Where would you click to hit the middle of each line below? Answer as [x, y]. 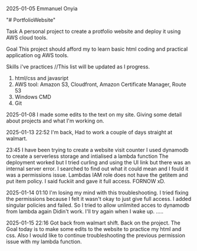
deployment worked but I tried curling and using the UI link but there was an [98, 162]
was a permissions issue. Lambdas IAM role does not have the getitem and [97, 175]
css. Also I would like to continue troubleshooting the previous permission [96, 235]
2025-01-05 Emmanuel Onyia [42, 9]
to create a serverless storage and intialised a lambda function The [87, 156]
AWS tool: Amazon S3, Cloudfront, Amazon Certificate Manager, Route [101, 84]
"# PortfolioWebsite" [31, 20]
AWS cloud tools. [27, 37]
